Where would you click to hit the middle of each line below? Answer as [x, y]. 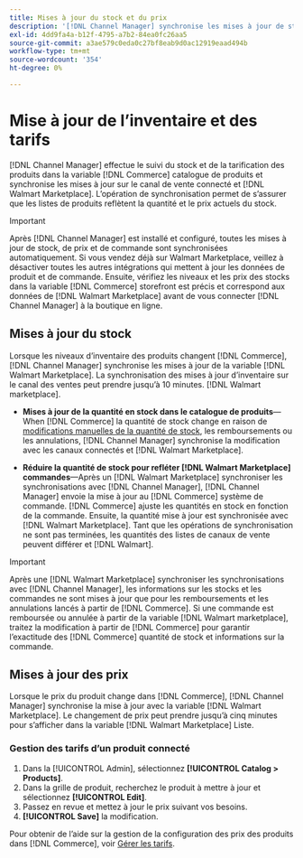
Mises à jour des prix [69, 675]
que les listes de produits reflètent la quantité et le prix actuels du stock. [143, 203]
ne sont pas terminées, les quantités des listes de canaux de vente [146, 535]
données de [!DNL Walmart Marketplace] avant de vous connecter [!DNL [144, 295]
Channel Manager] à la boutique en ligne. [86, 305]
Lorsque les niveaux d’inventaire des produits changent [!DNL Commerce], [148, 355]
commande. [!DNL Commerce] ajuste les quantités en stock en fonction [155, 506]
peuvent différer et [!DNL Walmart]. [88, 544]
